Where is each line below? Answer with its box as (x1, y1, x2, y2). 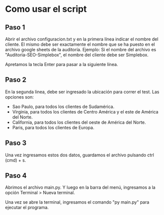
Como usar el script (5, 3, 87, 15)
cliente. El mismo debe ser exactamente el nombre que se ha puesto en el (5, 41, 155, 47)
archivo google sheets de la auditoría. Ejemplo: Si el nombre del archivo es (5, 47, 157, 52)
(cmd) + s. (5, 157, 26, 163)
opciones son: (5, 94, 34, 100)
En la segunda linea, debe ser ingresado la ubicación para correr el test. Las (5, 89, 160, 95)
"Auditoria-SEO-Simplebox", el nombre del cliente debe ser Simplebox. (5, 52, 149, 58)
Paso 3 (5, 139, 27, 147)
